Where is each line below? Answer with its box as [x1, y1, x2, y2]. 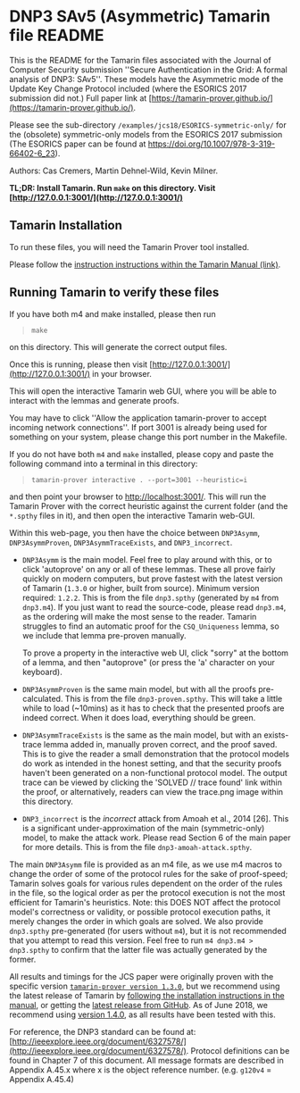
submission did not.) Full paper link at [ [9, 92, 152, 104]
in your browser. [92, 368, 152, 379]
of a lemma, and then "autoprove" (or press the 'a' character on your [21, 656, 275, 667]
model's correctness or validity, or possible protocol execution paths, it [9, 906, 271, 917]
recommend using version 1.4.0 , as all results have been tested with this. [9, 1009, 276, 1020]
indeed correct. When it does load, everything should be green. [21, 712, 256, 722]
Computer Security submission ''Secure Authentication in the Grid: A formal [9, 64, 287, 75]
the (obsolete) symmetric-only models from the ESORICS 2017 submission [9, 129, 283, 139]
